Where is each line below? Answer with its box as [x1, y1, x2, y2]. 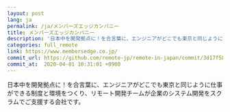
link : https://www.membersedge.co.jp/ [7, 48, 118, 55]
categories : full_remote [7, 42, 78, 48]
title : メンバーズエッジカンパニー [7, 29, 95, 36]
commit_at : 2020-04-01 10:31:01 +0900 [7, 61, 121, 68]
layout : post [7, 10, 44, 17]
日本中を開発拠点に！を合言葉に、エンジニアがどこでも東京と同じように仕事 [7, 80, 223, 89]
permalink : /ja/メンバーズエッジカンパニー [7, 23, 120, 29]
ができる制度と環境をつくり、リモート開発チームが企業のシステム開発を [7, 89, 211, 97]
